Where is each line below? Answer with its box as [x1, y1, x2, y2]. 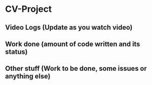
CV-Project [5, 3, 52, 15]
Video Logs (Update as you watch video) [5, 23, 133, 32]
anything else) [5, 72, 51, 81]
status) [5, 47, 28, 56]
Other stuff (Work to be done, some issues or [5, 64, 147, 73]
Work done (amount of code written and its [5, 40, 140, 48]
